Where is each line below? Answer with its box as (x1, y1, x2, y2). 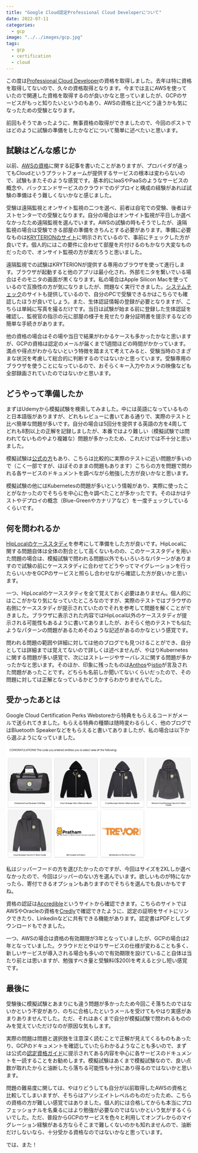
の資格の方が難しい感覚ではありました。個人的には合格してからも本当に (6, 1099, 181, 1106)
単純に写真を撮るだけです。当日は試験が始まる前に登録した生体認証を (21, 305, 192, 312)
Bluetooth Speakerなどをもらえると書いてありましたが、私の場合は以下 (11, 727, 184, 734)
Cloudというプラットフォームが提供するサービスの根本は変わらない (16, 170, 180, 177)
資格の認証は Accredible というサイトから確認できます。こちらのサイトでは (6, 900, 187, 907)
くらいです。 (6, 504, 37, 512)
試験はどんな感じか (6, 145, 76, 156)
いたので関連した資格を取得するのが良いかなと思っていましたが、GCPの (6, 92, 182, 99)
